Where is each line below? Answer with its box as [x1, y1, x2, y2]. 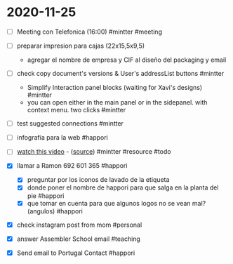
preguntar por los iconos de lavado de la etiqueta [27, 176, 170, 184]
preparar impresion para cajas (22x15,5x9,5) [16, 41, 145, 50]
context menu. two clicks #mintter [27, 106, 126, 114]
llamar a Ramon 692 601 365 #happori [16, 161, 128, 170]
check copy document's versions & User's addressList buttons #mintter [16, 70, 225, 78]
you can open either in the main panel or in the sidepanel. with [27, 98, 208, 107]
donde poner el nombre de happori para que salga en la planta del [27, 183, 219, 192]
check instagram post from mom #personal [16, 220, 142, 229]
